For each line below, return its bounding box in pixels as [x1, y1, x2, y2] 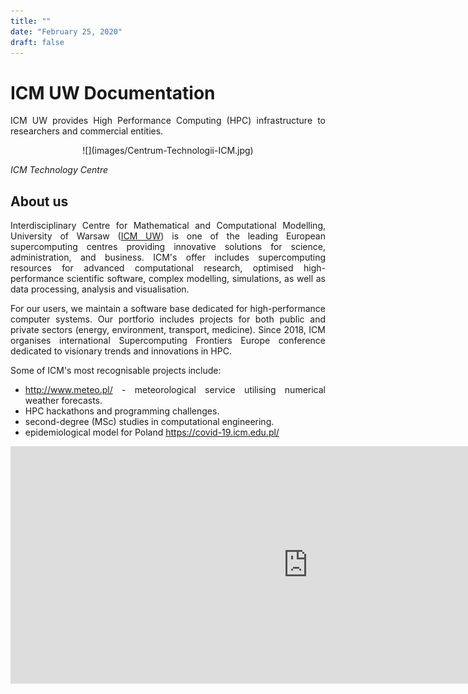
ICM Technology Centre [10, 164, 108, 176]
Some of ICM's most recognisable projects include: [10, 365, 222, 377]
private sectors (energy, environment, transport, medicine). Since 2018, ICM [10, 324, 326, 336]
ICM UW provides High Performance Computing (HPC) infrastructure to [10, 115, 326, 127]
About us [10, 193, 69, 210]
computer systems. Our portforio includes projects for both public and [10, 313, 326, 325]
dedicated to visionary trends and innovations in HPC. [10, 345, 232, 357]
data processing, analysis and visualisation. [10, 283, 190, 295]
